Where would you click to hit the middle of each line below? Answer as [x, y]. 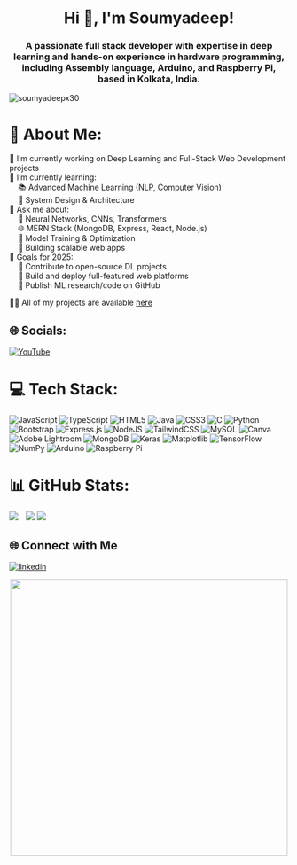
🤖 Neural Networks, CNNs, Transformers [92, 219]
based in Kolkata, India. [149, 79]
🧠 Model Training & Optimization [76, 238]
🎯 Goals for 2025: [41, 257]
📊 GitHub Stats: [70, 486]
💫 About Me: [56, 134]
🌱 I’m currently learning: [53, 177]
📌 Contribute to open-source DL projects [92, 267]
